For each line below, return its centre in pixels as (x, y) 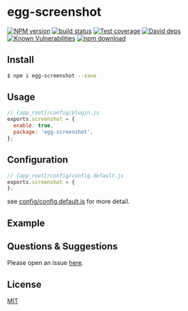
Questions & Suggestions (62, 247)
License (24, 285)
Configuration (38, 160)
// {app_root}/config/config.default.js (66, 176)
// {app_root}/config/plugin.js (53, 113)
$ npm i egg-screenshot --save (52, 76)
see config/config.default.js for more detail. (69, 201)
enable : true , (33, 126)
